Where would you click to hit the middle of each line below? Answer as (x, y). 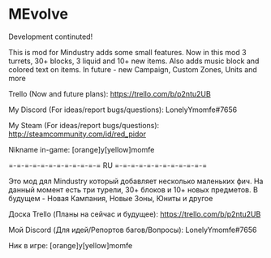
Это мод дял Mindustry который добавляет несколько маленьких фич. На (136, 181)
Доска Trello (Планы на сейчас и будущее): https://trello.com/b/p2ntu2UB (135, 214)
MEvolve (39, 14)
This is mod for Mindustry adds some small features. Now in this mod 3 (127, 52)
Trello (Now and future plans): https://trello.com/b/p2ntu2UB (110, 93)
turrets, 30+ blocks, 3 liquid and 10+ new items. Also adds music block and (134, 61)
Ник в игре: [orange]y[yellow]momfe (71, 245)
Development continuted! (51, 37)
